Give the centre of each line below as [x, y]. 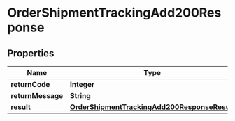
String [80, 96]
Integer [82, 84]
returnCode [30, 84]
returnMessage [37, 96]
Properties [31, 53]
